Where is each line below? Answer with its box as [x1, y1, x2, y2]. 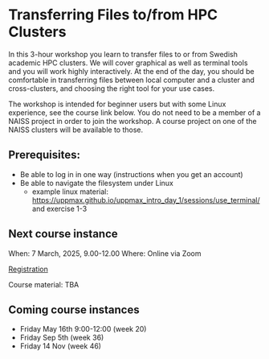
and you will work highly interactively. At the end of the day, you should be [8, 66, 255, 76]
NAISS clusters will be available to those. [8, 125, 144, 134]
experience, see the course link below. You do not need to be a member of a [8, 107, 261, 118]
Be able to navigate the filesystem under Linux [19, 178, 174, 188]
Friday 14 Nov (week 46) [19, 341, 102, 351]
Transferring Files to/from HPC [8, 6, 218, 24]
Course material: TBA [8, 279, 79, 289]
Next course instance [8, 227, 118, 241]
